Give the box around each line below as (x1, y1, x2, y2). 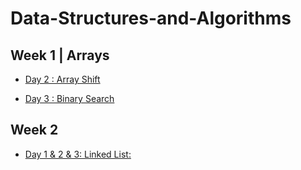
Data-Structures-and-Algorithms (10, 7, 292, 30)
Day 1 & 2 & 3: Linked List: (24, 148, 132, 160)
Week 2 (10, 122, 59, 139)
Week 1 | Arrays (10, 47, 110, 64)
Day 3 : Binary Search (24, 93, 115, 104)
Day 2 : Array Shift (24, 73, 101, 85)
